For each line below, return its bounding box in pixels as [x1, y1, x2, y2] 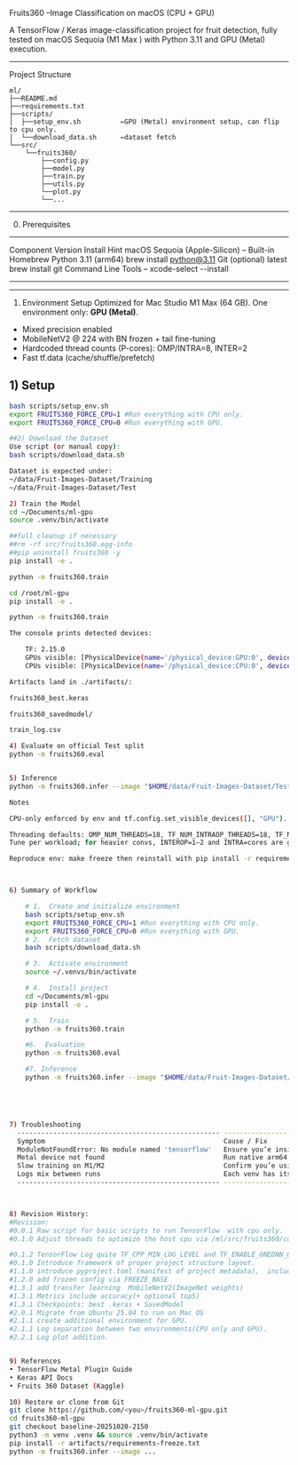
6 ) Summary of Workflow [9, 886, 98, 896]
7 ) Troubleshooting [9, 1119, 82, 1129]
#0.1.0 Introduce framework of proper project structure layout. [9, 1259, 255, 1268]
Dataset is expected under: [9, 466, 114, 476]
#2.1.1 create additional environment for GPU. [9, 1317, 189, 1326]
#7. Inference [25, 1065, 77, 1074]
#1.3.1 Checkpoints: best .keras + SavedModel [9, 1300, 184, 1309]
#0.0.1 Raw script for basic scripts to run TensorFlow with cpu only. [9, 1226, 284, 1235]
